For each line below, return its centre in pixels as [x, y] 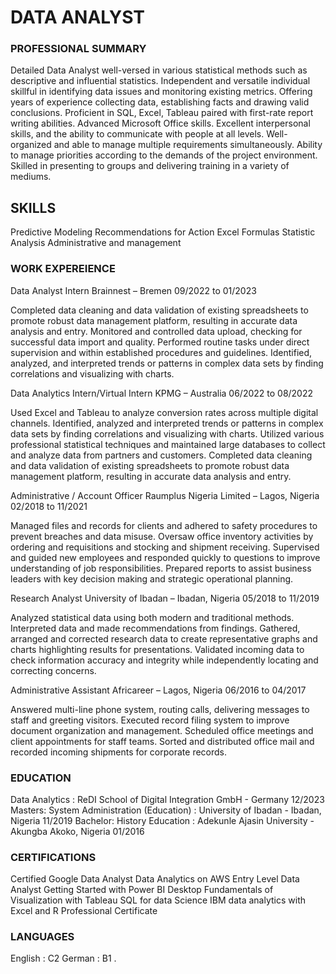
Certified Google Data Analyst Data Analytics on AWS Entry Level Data [155, 879]
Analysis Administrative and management [96, 243]
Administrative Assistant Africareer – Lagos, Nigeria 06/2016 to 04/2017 [158, 690]
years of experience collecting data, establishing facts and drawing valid [160, 102]
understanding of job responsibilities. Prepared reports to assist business [161, 568]
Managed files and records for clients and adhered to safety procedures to [164, 525]
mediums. [31, 177]
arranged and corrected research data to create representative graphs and [164, 638]
